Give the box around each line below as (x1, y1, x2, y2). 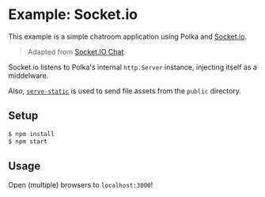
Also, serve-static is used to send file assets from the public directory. (8, 85, 241, 96)
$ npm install (8, 130, 55, 138)
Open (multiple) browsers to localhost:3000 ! (8, 180, 153, 190)
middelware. (8, 70, 49, 80)
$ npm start (8, 137, 47, 146)
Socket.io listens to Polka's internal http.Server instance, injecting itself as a (8, 62, 257, 72)
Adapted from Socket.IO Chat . (27, 47, 127, 56)
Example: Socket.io (8, 6, 138, 24)
